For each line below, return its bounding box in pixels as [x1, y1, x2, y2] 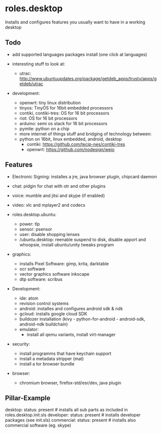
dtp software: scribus [19, 276, 62, 282]
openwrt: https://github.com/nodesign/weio [26, 146, 115, 152]
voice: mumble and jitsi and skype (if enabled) [12, 193, 105, 198]
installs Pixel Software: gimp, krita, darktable [19, 260, 109, 266]
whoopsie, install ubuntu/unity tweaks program [19, 241, 114, 247]
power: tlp [19, 221, 40, 227]
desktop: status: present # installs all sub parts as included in [5, 407, 128, 413]
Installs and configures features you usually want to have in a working [5, 19, 145, 25]
